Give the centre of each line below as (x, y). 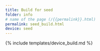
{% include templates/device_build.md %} (49, 43)
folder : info (19, 15)
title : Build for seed (29, 10)
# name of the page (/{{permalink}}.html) (51, 19)
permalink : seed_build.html (35, 24)
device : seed (19, 29)
